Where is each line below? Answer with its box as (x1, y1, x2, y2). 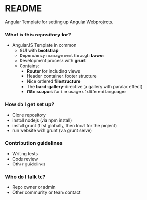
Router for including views (26, 68, 81, 74)
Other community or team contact (12, 189, 81, 195)
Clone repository (12, 112, 46, 118)
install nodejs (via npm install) (12, 117, 72, 123)
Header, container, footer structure (26, 73, 97, 79)
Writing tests (12, 150, 38, 156)
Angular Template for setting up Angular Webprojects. (5, 19, 114, 25)
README (5, 3, 42, 14)
